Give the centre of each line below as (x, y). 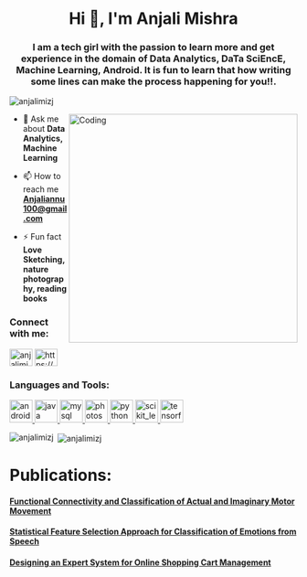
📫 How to (42, 176)
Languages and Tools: (59, 385)
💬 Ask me (41, 119)
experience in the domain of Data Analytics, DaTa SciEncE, (153, 59)
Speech (24, 541)
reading (51, 289)
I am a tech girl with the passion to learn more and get (153, 48)
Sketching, (44, 260)
